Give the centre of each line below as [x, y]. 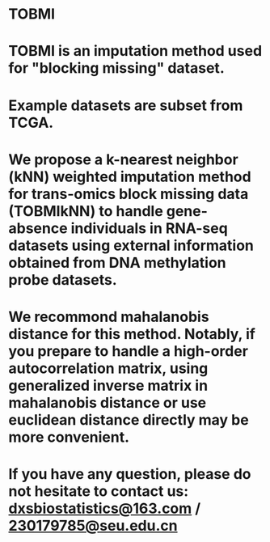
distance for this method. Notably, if [132, 334]
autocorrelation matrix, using [108, 368]
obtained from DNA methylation [117, 263]
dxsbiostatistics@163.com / [105, 508]
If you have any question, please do [130, 474]
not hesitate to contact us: [99, 491]
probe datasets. [63, 279]
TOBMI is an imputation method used [135, 51]
